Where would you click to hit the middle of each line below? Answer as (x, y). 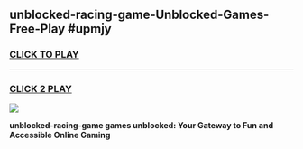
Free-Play (37, 29)
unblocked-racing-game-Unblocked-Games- (139, 15)
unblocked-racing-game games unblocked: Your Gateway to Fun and (142, 125)
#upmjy (89, 29)
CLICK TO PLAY (44, 55)
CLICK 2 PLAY (41, 88)
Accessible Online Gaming (60, 135)
